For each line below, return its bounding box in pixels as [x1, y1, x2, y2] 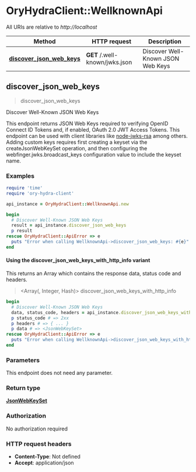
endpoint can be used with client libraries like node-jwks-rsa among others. [6, 132, 188, 139]
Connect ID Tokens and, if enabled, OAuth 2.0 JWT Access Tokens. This [6, 126, 180, 133]
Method [33, 37, 56, 45]
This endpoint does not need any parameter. [6, 370, 113, 377]
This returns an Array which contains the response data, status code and [6, 270, 181, 277]
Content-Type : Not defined [14, 453, 80, 460]
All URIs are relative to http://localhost [6, 23, 97, 30]
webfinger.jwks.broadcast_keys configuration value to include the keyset [6, 151, 181, 158]
